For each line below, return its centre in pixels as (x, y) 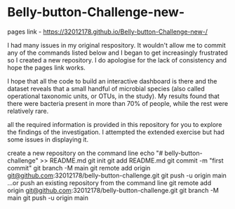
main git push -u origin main (48, 198)
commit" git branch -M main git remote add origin (79, 168)
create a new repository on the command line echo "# (85, 153)
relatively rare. (28, 111)
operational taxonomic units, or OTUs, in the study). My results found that (113, 96)
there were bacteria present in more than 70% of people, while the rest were (118, 103)
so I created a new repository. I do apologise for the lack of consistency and (117, 60)
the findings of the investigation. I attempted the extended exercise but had (116, 132)
